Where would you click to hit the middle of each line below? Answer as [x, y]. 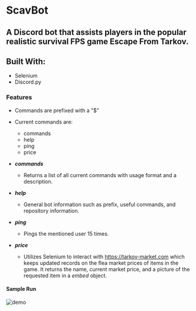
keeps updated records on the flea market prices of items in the [101, 263]
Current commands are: [43, 121]
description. [38, 181]
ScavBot [27, 10]
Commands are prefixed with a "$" [57, 110]
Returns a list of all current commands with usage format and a [100, 175]
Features [19, 97]
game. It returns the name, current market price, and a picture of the [107, 269]
